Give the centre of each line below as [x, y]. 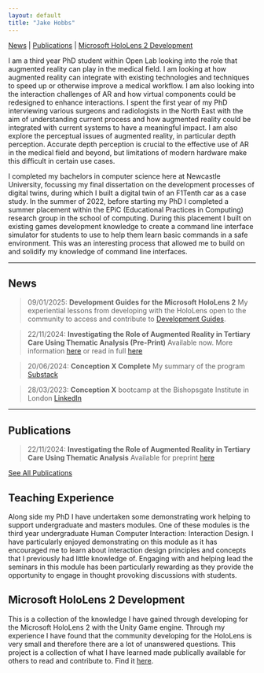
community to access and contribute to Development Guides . [126, 319]
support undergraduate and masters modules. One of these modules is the [129, 525]
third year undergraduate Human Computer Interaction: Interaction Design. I [131, 533]
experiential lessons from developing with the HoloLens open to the [137, 311]
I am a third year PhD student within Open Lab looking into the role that [123, 61]
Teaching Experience [61, 498]
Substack [43, 375]
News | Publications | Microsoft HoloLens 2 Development [101, 45]
